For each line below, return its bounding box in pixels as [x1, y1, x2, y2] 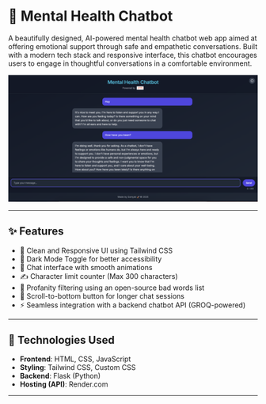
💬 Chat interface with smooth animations [19, 262, 153, 272]
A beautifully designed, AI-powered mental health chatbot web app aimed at [8, 33, 257, 43]
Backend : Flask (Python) [19, 372, 101, 381]
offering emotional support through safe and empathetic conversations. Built [8, 41, 258, 51]
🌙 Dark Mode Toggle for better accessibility [19, 253, 162, 264]
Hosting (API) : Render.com [19, 379, 108, 389]
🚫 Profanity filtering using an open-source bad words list [19, 283, 205, 292]
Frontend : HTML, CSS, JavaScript [19, 354, 131, 364]
